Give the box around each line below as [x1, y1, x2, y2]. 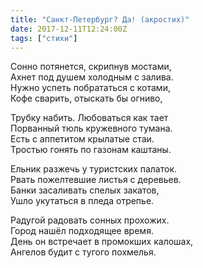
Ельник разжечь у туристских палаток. [10, 163, 178, 175]
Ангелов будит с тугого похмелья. [10, 246, 157, 258]
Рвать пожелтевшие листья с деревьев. [10, 174, 182, 186]
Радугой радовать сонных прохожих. [10, 214, 170, 226]
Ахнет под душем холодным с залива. [10, 71, 174, 83]
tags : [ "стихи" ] [10, 33, 78, 43]
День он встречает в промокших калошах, [10, 236, 194, 248]
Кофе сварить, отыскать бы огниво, [10, 92, 163, 105]
